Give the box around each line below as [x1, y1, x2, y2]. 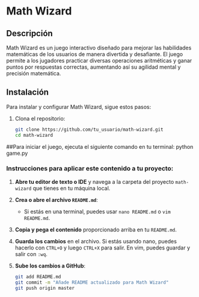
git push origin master [14, 285, 75, 291]
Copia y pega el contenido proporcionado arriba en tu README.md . [14, 226, 177, 233]
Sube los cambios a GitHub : [14, 262, 86, 269]
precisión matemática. [6, 70, 61, 77]
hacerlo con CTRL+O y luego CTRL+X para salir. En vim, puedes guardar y [14, 244, 191, 251]
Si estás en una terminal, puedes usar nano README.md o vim [23, 208, 171, 215]
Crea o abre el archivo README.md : [14, 196, 98, 203]
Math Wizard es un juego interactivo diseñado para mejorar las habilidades [6, 44, 192, 51]
